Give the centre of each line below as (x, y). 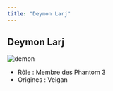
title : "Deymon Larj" (39, 14)
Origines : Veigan (43, 80)
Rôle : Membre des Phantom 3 (61, 72)
